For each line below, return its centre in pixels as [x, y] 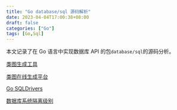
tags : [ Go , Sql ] [25, 34]
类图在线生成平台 [27, 77]
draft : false [22, 23]
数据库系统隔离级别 [30, 101]
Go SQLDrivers [24, 89]
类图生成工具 [22, 64]
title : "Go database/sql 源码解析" [49, 12]
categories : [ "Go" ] [30, 28]
